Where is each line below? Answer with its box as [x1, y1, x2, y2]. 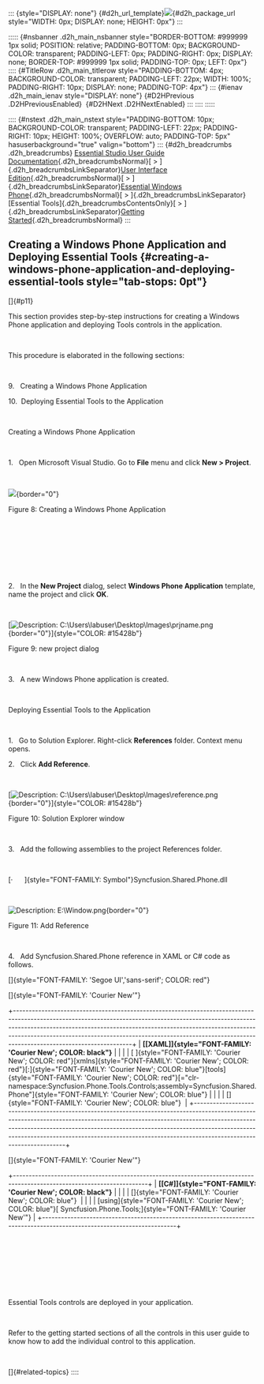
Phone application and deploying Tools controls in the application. [8, 320, 222, 329]
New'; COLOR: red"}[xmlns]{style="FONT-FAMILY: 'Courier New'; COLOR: [8, 1055, 250, 1066]
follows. [8, 960, 34, 969]
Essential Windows [121, 182, 183, 191]
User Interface [121, 165, 168, 174]
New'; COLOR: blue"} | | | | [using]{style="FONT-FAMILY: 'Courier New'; [8, 1195, 244, 1205]
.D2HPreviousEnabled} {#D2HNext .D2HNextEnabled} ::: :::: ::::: [8, 100, 215, 108]
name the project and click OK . [8, 589, 109, 599]
